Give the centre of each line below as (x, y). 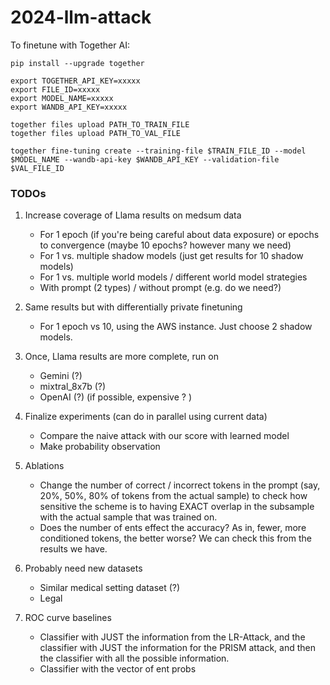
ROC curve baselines (68, 618)
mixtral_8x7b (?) (73, 387)
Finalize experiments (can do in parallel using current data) (146, 417)
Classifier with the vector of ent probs (118, 669)
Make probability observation (100, 447)
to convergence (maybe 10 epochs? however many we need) (165, 245)
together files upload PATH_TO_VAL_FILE (96, 133)
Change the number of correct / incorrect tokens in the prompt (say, (180, 485)
